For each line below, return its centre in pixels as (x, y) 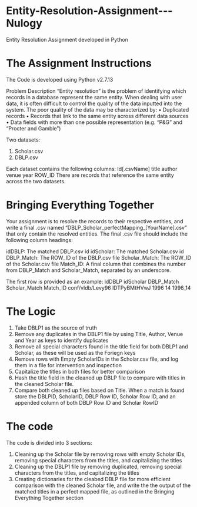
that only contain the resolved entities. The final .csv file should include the (97, 234)
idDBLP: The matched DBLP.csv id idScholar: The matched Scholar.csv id (95, 251)
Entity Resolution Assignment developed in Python (67, 39)
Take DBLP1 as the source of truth (56, 328)
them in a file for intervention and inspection (68, 365)
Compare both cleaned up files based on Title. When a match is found (99, 390)
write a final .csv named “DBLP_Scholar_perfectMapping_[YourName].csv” (96, 227)
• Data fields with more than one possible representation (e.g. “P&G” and (94, 122)
